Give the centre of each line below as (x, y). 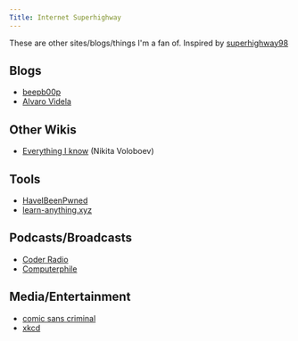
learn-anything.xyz (57, 210)
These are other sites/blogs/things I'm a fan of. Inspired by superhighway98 (149, 43)
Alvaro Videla (46, 101)
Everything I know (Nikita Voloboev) (88, 151)
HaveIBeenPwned (55, 200)
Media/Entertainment (70, 297)
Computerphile (50, 269)
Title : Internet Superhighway (66, 17)
